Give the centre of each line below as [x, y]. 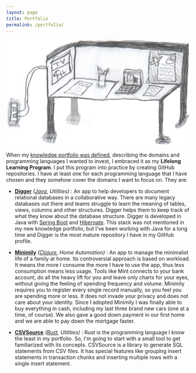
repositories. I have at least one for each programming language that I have [97, 174]
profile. [23, 241]
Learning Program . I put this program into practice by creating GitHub [90, 167]
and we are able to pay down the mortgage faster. [75, 321]
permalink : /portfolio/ [35, 25]
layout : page [22, 12]
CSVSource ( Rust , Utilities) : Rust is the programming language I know [99, 332]
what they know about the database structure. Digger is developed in [98, 216]
